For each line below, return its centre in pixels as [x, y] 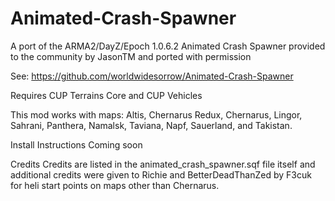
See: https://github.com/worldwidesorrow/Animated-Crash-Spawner [152, 76]
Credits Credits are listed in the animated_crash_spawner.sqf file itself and [163, 164]
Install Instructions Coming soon [76, 144]
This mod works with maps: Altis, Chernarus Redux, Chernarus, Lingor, [156, 114]
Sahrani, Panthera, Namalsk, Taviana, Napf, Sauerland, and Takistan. [151, 125]
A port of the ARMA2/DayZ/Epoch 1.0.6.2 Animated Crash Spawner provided [168, 46]
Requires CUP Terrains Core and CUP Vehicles [106, 95]
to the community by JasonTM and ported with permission [131, 56]
